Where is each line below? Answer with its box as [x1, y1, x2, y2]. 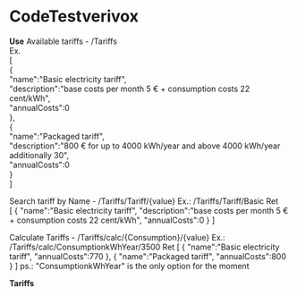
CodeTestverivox [9, 6, 139, 27]
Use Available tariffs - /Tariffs [9, 36, 118, 47]
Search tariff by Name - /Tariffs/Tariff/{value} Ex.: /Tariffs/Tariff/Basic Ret [9, 195, 279, 207]
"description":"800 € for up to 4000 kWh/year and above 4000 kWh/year [9, 140, 281, 151]
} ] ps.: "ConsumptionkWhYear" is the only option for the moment [9, 260, 250, 271]
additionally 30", [9, 149, 70, 160]
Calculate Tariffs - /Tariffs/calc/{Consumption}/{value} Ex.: [9, 232, 225, 242]
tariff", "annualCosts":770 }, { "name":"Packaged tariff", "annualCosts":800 [9, 250, 287, 261]
